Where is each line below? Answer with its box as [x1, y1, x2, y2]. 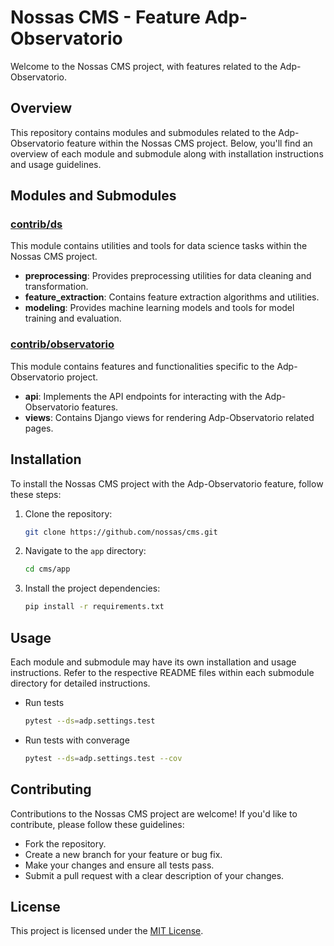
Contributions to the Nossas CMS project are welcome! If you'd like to [10, 807, 298, 820]
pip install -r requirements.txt [24, 602, 165, 612]
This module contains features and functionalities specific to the [10, 360, 275, 372]
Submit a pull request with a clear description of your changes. [24, 869, 285, 881]
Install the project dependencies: [24, 582, 161, 595]
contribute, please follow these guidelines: [10, 818, 185, 830]
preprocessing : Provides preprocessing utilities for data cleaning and [24, 270, 312, 282]
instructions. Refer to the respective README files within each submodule [10, 666, 315, 678]
